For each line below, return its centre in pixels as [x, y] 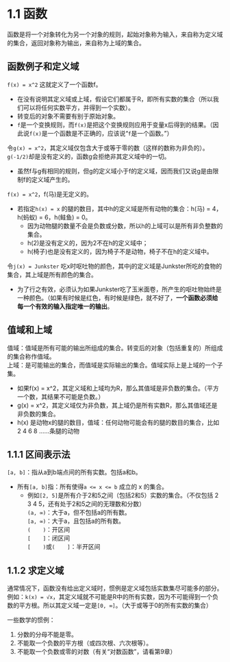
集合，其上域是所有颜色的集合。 [52, 274]
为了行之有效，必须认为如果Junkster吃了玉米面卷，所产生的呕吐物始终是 [119, 289]
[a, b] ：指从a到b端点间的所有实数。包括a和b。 [74, 472]
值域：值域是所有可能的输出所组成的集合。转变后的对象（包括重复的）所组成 [115, 347]
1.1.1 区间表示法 [39, 454]
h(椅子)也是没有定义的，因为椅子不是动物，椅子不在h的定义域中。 [120, 252]
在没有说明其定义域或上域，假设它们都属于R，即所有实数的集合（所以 [115, 99]
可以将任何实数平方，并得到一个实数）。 [79, 108]
